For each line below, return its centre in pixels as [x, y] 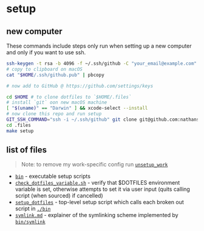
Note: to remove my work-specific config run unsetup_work [94, 165]
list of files [27, 150]
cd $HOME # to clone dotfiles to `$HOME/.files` [69, 97]
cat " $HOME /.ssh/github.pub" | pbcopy [55, 75]
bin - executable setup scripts [53, 176]
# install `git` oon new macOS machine [57, 102]
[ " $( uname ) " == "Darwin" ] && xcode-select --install [77, 108]
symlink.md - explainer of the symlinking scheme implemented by [97, 215]
